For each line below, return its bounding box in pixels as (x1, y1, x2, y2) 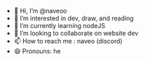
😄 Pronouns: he (13, 47, 61, 55)
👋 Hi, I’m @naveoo (13, 7, 67, 15)
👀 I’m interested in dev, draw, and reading (13, 14, 134, 22)
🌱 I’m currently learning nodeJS (13, 22, 106, 29)
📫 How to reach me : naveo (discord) (13, 37, 123, 45)
